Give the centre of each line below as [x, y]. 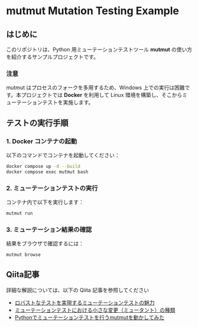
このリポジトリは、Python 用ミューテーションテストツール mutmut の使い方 [99, 49]
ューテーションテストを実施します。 [50, 102]
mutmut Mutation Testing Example [92, 11]
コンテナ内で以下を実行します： [45, 202]
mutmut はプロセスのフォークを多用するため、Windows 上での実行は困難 [95, 88]
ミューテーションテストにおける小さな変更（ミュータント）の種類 [95, 310]
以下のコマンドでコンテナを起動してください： [63, 155]
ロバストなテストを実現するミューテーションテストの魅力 [85, 302]
